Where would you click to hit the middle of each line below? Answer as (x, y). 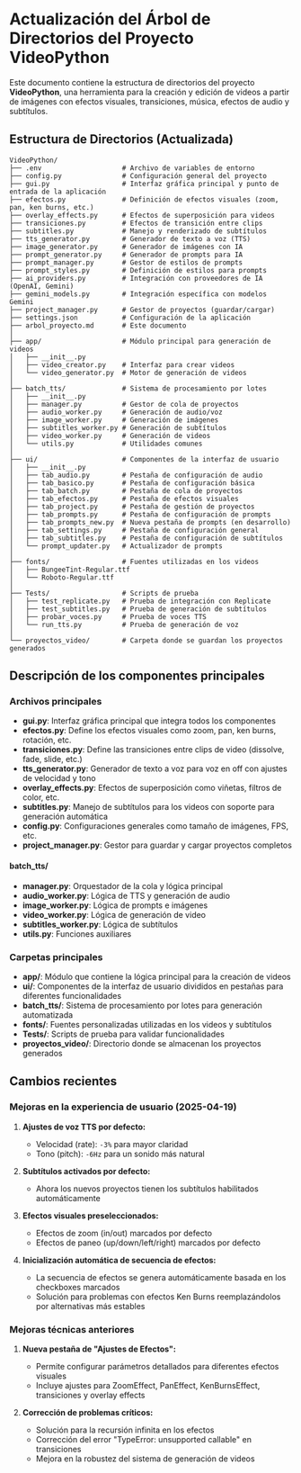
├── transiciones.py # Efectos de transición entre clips (136, 223)
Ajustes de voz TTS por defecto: (84, 1127)
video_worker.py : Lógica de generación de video (114, 914)
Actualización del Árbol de (110, 19)
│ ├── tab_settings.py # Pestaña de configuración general (134, 530)
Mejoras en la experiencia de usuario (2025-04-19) (123, 1107)
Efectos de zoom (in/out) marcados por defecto (124, 1233)
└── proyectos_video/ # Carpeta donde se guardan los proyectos (146, 640)
